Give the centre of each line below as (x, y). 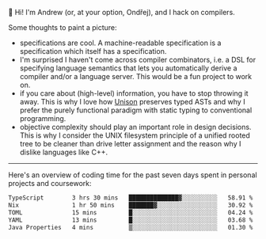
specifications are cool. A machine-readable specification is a (120, 43)
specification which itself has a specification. (93, 51)
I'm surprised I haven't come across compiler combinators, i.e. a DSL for (138, 60)
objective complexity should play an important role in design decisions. (135, 127)
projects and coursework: (50, 183)
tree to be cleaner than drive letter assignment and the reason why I (130, 144)
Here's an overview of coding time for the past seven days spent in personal (133, 175)
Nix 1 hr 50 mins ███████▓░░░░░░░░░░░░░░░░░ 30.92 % (131, 205)
